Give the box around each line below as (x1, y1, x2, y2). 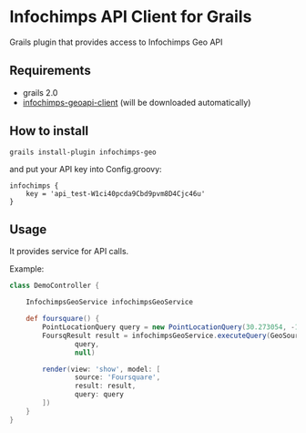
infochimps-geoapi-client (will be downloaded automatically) (22, 97, 251, 108)
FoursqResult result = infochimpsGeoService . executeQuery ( (42, 331, 271, 340)
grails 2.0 (22, 87, 58, 98)
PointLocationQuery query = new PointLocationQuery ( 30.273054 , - (42, 323, 296, 332)
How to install (9, 123, 89, 139)
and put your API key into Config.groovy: (9, 163, 162, 174)
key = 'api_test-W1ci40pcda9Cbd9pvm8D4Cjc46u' (25, 189, 206, 198)
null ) (74, 348, 96, 357)
